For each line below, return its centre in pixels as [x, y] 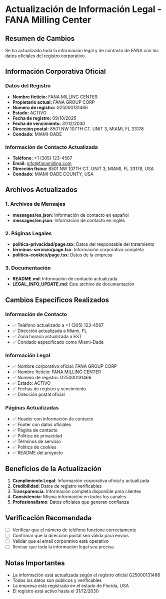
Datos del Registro [28, 86]
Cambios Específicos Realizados [57, 300]
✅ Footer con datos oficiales [42, 424]
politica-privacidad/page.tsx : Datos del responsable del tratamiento [83, 244]
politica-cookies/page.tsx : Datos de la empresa [62, 255]
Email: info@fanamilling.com [42, 163]
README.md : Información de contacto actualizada [65, 279]
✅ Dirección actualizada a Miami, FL [50, 331]
